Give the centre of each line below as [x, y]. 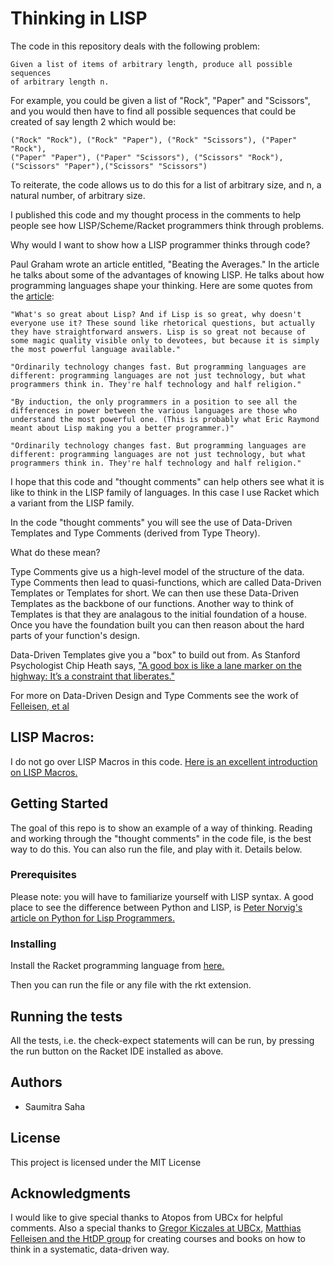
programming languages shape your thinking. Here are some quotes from [161, 285]
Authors [36, 1082]
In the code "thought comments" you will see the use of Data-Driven [151, 522]
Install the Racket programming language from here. [117, 966]
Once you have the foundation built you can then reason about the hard [157, 624]
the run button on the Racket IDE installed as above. [117, 1051]
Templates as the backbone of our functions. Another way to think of [152, 603]
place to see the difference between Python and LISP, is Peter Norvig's [156, 907]
